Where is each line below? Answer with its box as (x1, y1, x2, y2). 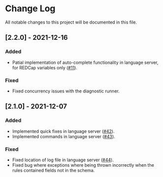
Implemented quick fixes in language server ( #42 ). (12, 128, 115, 134)
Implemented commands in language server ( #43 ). (12, 133, 115, 139)
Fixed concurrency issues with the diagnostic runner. (12, 88, 120, 94)
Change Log (5, 3, 55, 14)
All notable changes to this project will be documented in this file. (5, 19, 137, 25)
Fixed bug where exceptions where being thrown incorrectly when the (12, 162, 155, 168)
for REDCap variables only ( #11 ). (12, 64, 78, 70)
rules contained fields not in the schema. (12, 167, 95, 173)
